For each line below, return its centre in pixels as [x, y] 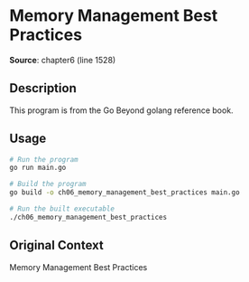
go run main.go [38, 168]
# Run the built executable [62, 209]
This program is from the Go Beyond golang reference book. [121, 110]
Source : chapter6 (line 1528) [63, 60]
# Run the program [44, 159]
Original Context [56, 245]
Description [43, 88]
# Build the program [48, 184]
